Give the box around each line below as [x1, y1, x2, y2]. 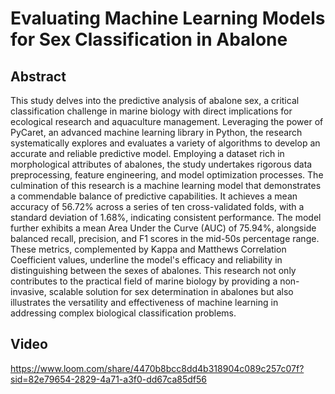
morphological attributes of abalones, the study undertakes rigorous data [10, 158, 313, 170]
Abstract [10, 68, 67, 85]
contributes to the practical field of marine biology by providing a [10, 275, 278, 287]
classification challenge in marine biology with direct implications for [10, 105, 293, 117]
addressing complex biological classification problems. [10, 307, 237, 319]
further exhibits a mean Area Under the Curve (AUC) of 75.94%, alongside [10, 222, 317, 234]
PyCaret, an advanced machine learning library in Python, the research [10, 127, 303, 138]
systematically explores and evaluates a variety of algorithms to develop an [10, 137, 321, 149]
